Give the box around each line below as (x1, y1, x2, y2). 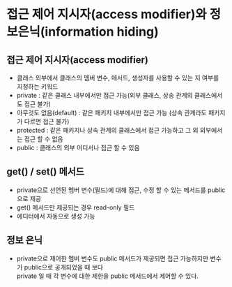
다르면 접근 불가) (24, 117, 70, 126)
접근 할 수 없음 (24, 135, 63, 143)
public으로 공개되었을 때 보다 (24, 263, 104, 271)
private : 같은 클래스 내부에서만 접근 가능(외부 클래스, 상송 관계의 (16, 91, 193, 99)
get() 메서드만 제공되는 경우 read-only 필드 (16, 203, 135, 212)
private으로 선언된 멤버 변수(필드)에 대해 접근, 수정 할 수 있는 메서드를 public (16, 186, 226, 194)
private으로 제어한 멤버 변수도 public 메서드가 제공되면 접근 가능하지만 (16, 254, 209, 263)
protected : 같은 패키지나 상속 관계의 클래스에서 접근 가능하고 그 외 (16, 126, 199, 134)
